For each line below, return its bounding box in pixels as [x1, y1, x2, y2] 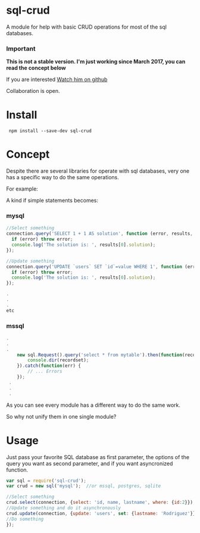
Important [6, 44, 36, 52]
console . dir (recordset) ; [27, 357, 89, 363]
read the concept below [6, 64, 67, 71]
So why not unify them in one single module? [6, 413, 117, 420]
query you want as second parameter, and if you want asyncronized [6, 460, 173, 467]
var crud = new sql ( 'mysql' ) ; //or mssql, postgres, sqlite [6, 483, 161, 489]
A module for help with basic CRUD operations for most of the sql [6, 23, 167, 30]
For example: [6, 185, 39, 192]
